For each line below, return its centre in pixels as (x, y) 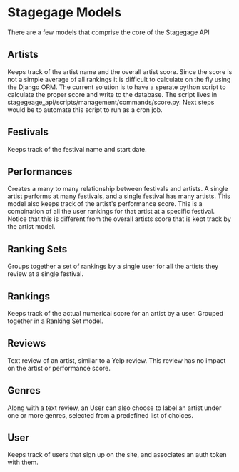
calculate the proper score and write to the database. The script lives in (112, 94)
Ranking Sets (37, 249)
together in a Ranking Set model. (55, 321)
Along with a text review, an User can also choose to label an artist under (115, 408)
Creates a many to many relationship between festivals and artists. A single (118, 189)
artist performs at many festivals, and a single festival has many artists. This (119, 196)
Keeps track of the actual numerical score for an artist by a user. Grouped (116, 313)
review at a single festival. (46, 274)
